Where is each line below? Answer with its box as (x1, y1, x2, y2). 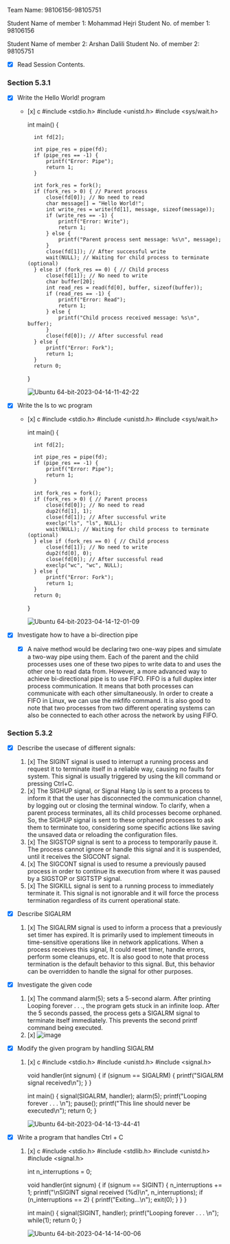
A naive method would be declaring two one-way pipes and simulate (27, 644, 222, 653)
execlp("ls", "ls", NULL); (45, 520, 124, 527)
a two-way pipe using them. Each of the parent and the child (27, 653, 199, 661)
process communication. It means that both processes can (27, 681, 194, 690)
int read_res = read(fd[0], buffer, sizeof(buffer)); (45, 285, 203, 292)
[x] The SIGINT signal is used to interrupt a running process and (27, 757, 208, 765)
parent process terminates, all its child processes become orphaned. (27, 808, 222, 817)
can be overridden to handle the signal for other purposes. (27, 968, 194, 976)
